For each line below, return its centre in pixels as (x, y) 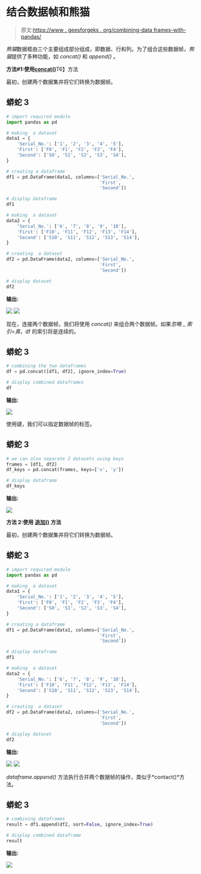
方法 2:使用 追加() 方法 (34, 522)
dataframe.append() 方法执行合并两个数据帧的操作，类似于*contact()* (93, 777)
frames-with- (170, 30)
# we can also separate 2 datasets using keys (65, 458)
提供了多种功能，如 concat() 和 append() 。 (65, 56)
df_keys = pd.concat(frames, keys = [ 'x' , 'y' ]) (65, 470)
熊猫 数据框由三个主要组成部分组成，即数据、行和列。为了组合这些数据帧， (98, 49)
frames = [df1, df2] (32, 464)
